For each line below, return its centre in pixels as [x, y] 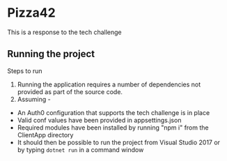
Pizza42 [31, 13]
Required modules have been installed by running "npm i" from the [113, 128]
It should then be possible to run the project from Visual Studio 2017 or [119, 142]
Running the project [51, 54]
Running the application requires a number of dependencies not [109, 84]
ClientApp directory [45, 135]
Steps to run [25, 70]
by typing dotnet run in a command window [80, 149]
